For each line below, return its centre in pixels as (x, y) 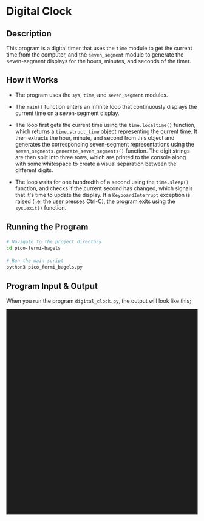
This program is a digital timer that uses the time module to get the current (99, 48)
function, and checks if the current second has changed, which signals (104, 188)
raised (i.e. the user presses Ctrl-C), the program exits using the (95, 201)
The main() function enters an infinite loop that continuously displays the (106, 106)
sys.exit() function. (41, 207)
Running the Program (47, 227)
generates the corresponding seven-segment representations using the (104, 144)
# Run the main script (35, 261)
